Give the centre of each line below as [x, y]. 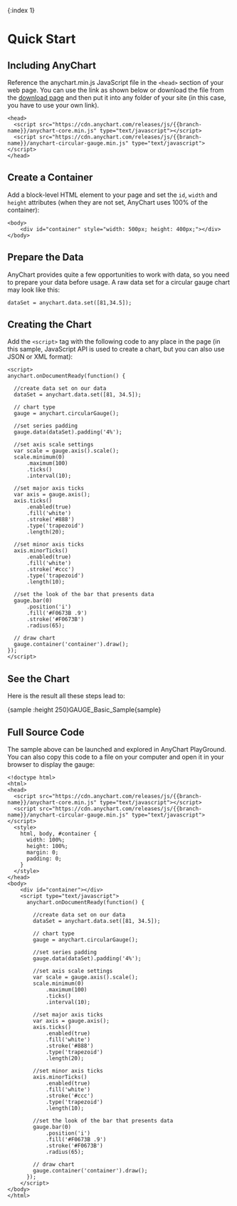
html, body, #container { [59, 834]
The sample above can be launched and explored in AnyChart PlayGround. [117, 750]
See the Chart [38, 679]
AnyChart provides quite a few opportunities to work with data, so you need [118, 275]
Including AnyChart [52, 65]
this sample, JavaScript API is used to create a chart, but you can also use [116, 349]
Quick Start [42, 39]
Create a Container [50, 178]
